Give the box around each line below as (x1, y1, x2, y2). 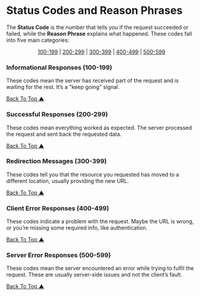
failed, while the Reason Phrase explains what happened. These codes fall (6, 30, 192, 37)
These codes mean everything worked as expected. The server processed (6, 124, 192, 131)
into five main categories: (6, 36, 69, 43)
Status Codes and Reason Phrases (6, 4, 183, 18)
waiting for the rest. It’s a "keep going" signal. (6, 83, 120, 91)
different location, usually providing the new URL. (6, 177, 129, 184)
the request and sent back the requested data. (6, 130, 122, 138)
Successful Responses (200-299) (6, 110, 108, 118)
